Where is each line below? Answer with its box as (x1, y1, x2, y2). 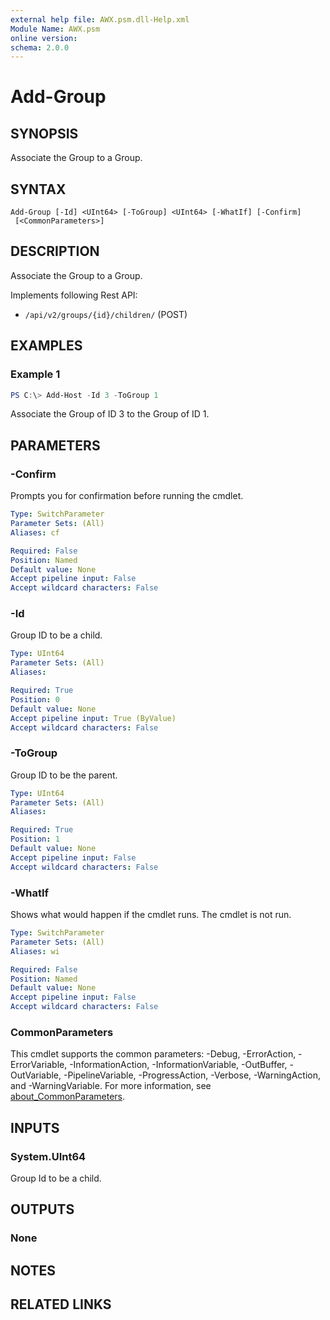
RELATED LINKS (10, 1296, 112, 1313)
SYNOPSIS (10, 125, 79, 142)
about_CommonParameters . (10, 1091, 126, 1103)
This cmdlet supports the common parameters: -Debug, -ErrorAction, (10, 1048, 297, 1060)
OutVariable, (10, 1069, 62, 1081)
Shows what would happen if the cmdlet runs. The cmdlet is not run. (10, 909, 292, 921)
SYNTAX (10, 181, 67, 198)
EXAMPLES (10, 337, 83, 355)
